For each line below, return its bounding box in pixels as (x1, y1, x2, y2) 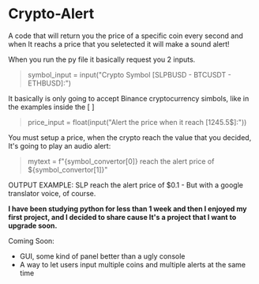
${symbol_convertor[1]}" (27, 165, 108, 174)
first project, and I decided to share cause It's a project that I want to (8, 212, 237, 222)
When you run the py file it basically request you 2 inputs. (8, 55, 196, 64)
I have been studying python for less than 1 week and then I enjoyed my (8, 203, 247, 214)
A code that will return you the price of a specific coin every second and (8, 31, 243, 40)
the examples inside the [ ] (8, 102, 95, 112)
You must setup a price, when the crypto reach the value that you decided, (8, 132, 252, 142)
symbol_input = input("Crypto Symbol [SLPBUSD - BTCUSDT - (27, 70, 231, 79)
